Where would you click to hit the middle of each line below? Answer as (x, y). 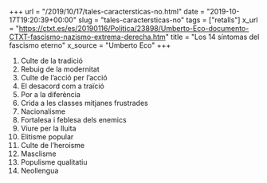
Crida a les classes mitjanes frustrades (84, 103)
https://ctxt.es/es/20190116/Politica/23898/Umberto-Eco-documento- (134, 28)
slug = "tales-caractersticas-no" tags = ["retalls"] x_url (168, 20)
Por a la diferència (50, 94)
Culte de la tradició (51, 60)
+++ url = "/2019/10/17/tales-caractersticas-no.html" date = (107, 12)
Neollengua (39, 171)
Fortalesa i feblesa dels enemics (73, 120)
